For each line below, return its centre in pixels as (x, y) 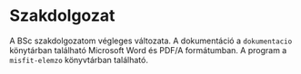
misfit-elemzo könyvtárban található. (79, 60)
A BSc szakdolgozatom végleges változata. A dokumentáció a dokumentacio (151, 41)
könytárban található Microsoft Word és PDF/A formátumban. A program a (148, 50)
